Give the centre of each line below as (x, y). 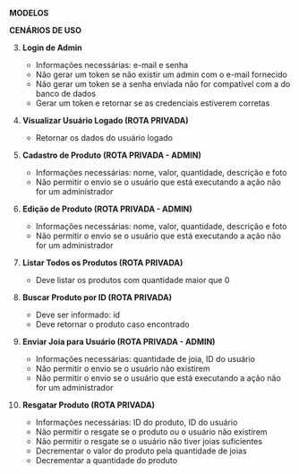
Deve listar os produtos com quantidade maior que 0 (132, 280)
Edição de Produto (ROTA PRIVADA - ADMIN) (107, 209)
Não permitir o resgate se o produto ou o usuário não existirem (151, 432)
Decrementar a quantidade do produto (106, 460)
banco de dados (66, 94)
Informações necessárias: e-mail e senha (112, 65)
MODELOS (29, 13)
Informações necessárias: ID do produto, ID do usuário (137, 422)
